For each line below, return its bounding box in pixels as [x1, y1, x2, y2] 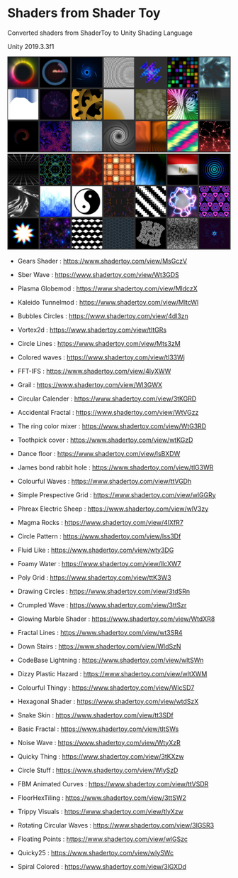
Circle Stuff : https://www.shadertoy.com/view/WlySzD [17, 766, 178, 774]
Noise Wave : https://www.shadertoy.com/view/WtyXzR [17, 738, 181, 747]
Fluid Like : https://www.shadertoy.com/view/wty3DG [17, 546, 174, 554]
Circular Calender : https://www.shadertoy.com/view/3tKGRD [17, 394, 197, 403]
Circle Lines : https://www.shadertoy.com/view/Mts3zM [17, 339, 181, 347]
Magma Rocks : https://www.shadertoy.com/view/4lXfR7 [17, 518, 184, 526]
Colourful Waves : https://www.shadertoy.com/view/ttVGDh [17, 477, 192, 485]
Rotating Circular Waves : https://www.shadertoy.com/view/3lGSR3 [17, 820, 215, 829]
